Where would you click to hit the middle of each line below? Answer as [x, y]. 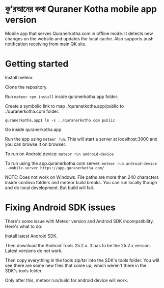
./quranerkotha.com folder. [32, 111]
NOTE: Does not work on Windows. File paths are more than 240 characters [82, 177]
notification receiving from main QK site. [46, 44]
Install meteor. [19, 77]
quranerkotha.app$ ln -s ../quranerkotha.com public [60, 120]
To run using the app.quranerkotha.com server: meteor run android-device [81, 163]
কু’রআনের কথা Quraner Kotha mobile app [81, 9]
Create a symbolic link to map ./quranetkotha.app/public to [65, 106]
